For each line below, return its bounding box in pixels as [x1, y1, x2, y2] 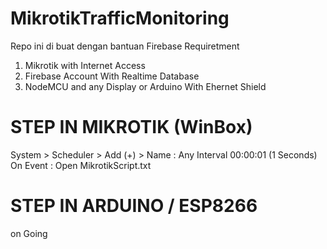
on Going [10, 227, 48, 239]
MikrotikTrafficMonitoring [10, 7, 230, 30]
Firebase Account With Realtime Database [24, 70, 200, 82]
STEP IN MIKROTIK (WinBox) [10, 116, 253, 139]
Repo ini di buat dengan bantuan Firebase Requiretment [10, 40, 240, 52]
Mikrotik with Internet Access [24, 59, 146, 71]
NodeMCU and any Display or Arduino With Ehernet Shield [24, 80, 267, 92]
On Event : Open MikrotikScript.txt [10, 159, 152, 171]
